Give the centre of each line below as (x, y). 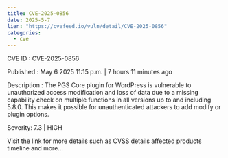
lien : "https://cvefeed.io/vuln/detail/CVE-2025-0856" (87, 26)
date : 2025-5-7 (29, 20)
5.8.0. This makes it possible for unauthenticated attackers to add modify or (114, 107)
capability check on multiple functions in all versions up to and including (109, 100)
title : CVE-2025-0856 (38, 13)
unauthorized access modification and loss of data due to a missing (103, 93)
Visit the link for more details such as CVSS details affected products (104, 141)
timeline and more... (35, 148)
